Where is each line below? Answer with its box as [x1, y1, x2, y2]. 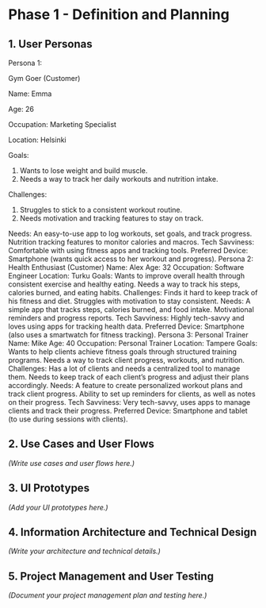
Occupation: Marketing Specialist [8, 120, 117, 129]
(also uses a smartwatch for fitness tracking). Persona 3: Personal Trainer [8, 330, 249, 339]
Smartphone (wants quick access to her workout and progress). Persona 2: [8, 254, 253, 264]
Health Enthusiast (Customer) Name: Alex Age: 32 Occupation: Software [8, 263, 245, 271]
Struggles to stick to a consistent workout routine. [19, 205, 183, 214]
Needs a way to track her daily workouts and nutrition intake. [19, 175, 218, 183]
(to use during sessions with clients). [8, 414, 128, 424]
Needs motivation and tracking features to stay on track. [19, 214, 204, 223]
